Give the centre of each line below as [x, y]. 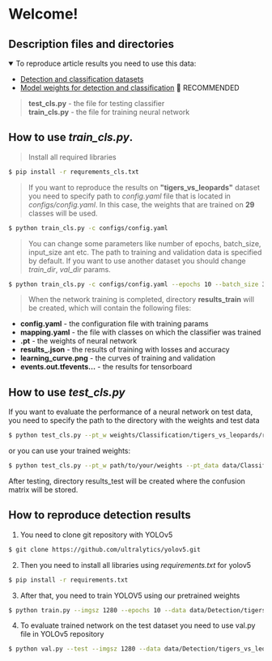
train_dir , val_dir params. [69, 269]
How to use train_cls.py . [71, 137]
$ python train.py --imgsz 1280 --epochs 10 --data [97, 610]
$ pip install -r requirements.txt [68, 580]
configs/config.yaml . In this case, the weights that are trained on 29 [141, 204]
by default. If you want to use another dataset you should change [137, 261]
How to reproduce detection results [100, 515]
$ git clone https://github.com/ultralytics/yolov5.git [104, 549]
